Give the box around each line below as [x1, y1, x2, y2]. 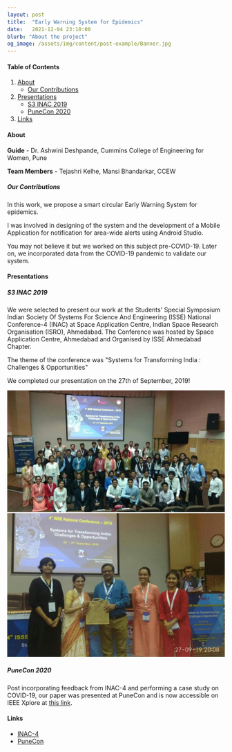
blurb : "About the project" [7, 33, 88, 40]
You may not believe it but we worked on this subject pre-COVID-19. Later [7, 242, 217, 250]
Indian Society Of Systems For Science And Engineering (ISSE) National [7, 313, 212, 321]
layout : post [7, 11, 45, 18]
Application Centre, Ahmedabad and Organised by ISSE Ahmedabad [7, 335, 202, 343]
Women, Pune [7, 153, 47, 162]
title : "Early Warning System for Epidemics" [7, 18, 144, 26]
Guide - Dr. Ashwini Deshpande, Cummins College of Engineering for [7, 146, 204, 154]
